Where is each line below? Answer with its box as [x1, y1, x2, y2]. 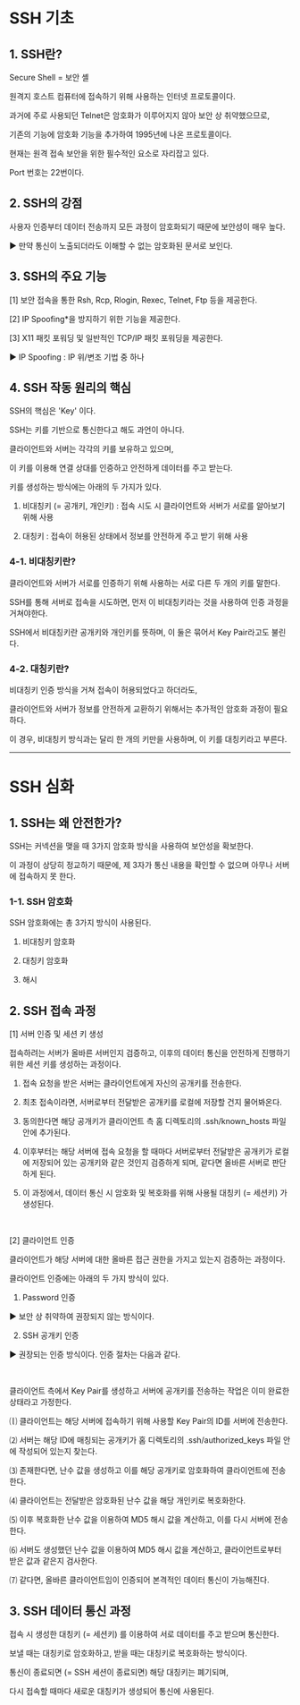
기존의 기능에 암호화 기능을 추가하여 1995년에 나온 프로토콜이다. [9, 129, 232, 140]
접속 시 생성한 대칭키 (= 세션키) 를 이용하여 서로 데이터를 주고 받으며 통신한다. [9, 1628, 279, 1639]
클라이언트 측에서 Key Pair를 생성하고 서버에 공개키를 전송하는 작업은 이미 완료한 [9, 1385, 290, 1396]
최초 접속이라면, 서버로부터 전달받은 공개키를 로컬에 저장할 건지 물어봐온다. [21, 1097, 283, 1108]
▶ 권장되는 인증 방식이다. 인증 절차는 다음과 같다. [9, 1349, 181, 1360]
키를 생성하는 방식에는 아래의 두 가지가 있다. [9, 482, 162, 492]
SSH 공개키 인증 [21, 1330, 79, 1341]
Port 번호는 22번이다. [9, 167, 85, 177]
